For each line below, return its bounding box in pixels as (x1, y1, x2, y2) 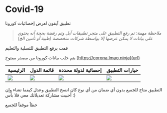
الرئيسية (7, 66, 25, 73)
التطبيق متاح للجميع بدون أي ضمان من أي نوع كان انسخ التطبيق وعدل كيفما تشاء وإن (5, 86, 162, 92)
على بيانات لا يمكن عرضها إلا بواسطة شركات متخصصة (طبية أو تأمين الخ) (17, 35, 153, 41)
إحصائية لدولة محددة (58, 66, 102, 73)
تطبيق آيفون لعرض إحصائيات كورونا (5, 20, 71, 26)
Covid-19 (5, 4, 44, 15)
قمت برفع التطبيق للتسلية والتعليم (5, 45, 68, 51)
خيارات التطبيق (106, 66, 138, 73)
